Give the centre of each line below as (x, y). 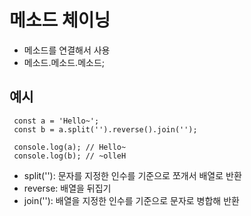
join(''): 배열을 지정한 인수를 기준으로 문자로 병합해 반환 (131, 200)
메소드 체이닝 (60, 20)
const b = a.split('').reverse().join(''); (105, 129)
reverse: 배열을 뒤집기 (67, 188)
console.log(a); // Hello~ (70, 147)
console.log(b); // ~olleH (70, 156)
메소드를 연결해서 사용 (67, 50)
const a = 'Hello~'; (56, 121)
